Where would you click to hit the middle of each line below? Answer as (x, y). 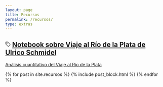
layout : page (19, 10)
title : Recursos (22, 15)
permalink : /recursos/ (29, 19)
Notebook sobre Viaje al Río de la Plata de (79, 44)
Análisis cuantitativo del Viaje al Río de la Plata (54, 65)
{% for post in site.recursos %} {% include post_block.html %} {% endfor (82, 74)
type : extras (19, 24)
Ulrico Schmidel (31, 52)
